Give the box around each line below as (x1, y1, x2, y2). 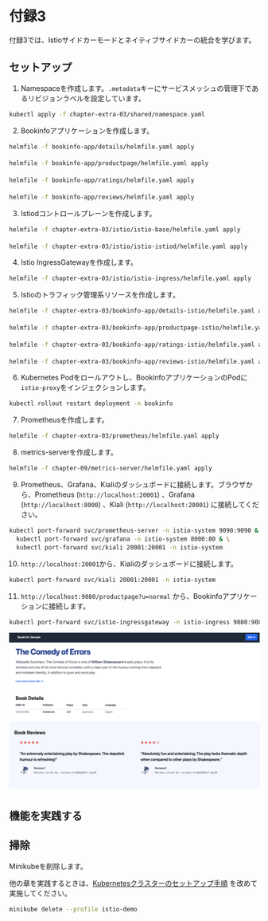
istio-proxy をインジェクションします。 (20, 383, 150, 392)
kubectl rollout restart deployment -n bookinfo (9, 399, 173, 407)
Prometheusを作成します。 (20, 415, 109, 425)
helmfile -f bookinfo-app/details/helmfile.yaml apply (9, 143, 195, 151)
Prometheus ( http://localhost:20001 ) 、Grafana (34, 490, 196, 499)
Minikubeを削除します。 (9, 861, 87, 871)
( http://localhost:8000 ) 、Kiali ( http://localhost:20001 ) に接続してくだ (20, 500, 259, 509)
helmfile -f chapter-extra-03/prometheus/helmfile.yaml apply (9, 432, 219, 440)
